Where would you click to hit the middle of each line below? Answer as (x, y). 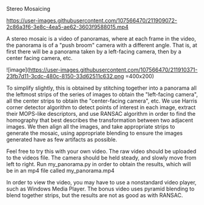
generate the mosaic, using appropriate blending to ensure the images (94, 133)
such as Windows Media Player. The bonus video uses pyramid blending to (100, 189)
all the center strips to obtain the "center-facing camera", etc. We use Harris (102, 101)
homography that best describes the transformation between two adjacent (100, 120)
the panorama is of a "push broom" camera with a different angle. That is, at (102, 45)
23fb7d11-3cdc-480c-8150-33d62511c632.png (65, 76)
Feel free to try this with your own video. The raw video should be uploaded (101, 151)
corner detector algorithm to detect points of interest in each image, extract (101, 107)
